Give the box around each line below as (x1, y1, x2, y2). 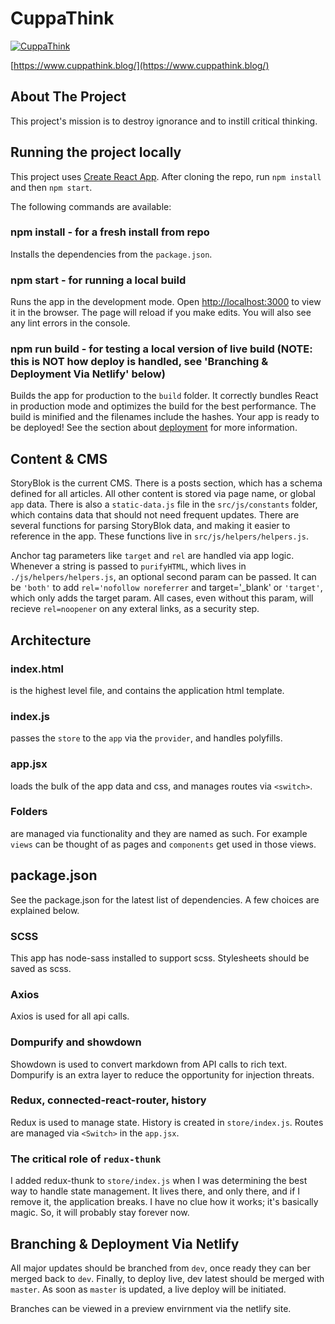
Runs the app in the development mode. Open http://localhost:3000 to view (10, 296, 322, 308)
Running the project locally (10, 144, 182, 161)
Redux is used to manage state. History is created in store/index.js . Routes (10, 1116, 324, 1128)
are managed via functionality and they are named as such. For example (10, 827, 308, 839)
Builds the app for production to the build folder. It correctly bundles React (10, 390, 319, 402)
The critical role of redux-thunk (10, 1152, 162, 1166)
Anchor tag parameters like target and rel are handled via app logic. (10, 550, 295, 562)
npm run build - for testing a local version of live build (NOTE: (10, 342, 313, 356)
